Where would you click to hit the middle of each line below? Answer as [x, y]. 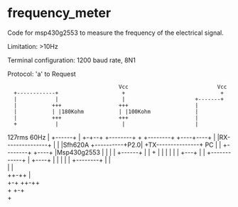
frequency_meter [59, 13]
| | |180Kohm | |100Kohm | [106, 111]
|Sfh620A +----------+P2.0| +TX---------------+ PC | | [141, 145]
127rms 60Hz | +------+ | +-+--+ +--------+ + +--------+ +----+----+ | [112, 137]
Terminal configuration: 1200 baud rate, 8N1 [72, 60]
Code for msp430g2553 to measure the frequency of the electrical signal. [115, 33]
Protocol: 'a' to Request [42, 74]
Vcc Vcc [173, 86]
